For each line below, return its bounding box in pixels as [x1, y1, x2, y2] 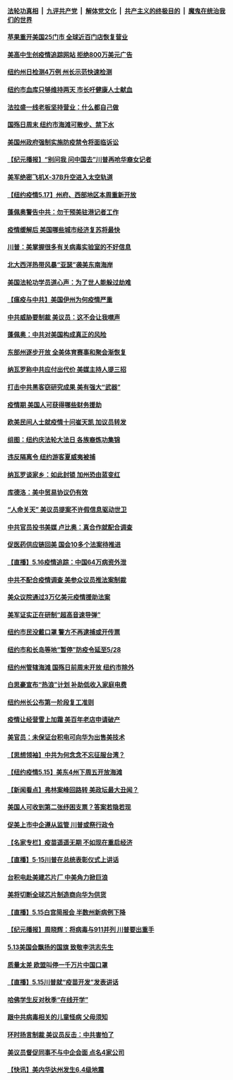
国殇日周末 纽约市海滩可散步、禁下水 [7, 120, 114, 129]
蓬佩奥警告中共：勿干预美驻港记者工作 [7, 208, 119, 216]
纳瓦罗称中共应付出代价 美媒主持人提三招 [7, 365, 127, 374]
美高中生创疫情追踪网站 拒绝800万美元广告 [7, 50, 133, 59]
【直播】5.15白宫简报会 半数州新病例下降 [7, 907, 126, 916]
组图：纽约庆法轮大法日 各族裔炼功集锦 [7, 435, 121, 443]
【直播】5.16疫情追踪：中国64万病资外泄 [7, 558, 127, 566]
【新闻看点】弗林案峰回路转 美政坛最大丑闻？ [7, 785, 139, 794]
